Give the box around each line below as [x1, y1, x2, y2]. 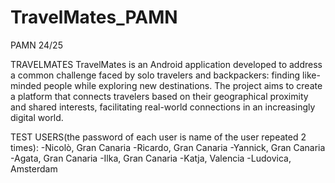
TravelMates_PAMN [10, 6, 178, 29]
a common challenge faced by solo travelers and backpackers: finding [10, 69, 301, 81]
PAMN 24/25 [10, 39, 63, 51]
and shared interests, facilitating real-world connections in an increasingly [10, 101, 316, 113]
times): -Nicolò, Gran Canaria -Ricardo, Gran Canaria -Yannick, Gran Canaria [10, 141, 326, 153]
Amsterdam [10, 162, 58, 175]
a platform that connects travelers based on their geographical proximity [10, 90, 309, 102]
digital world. [10, 111, 64, 123]
